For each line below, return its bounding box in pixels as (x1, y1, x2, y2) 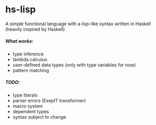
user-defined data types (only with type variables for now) (12, 62, 136, 68)
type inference (12, 50, 44, 57)
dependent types (12, 108, 49, 114)
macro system (12, 103, 43, 109)
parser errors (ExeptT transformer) (12, 97, 86, 103)
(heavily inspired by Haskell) (5, 26, 65, 32)
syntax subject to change (12, 114, 66, 120)
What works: (5, 38, 34, 44)
